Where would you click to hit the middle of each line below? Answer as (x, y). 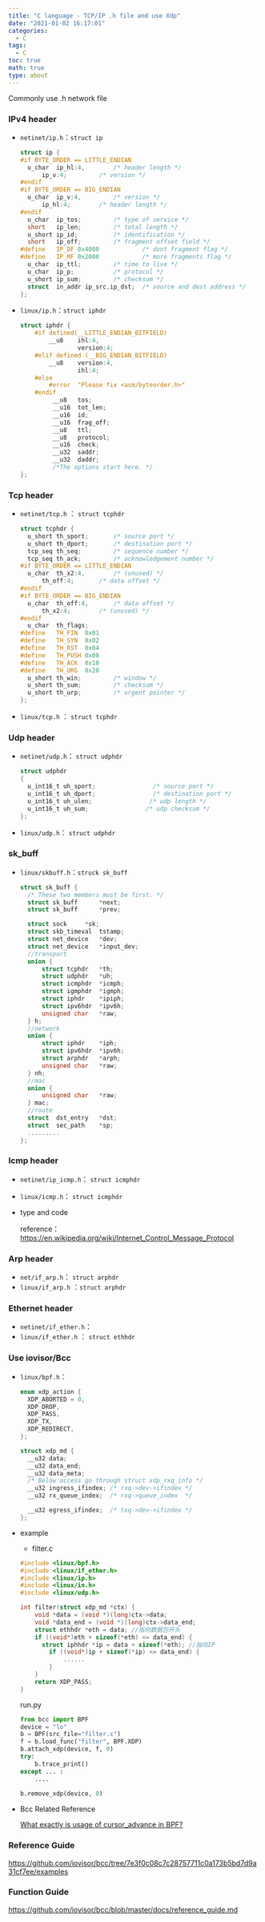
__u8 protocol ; (81, 438)
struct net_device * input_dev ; (83, 947)
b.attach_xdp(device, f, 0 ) (66, 1749)
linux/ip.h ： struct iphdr (63, 310)
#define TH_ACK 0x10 (60, 663)
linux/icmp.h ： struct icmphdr (71, 1196)
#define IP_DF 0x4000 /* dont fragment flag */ (124, 249)
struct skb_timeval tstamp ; (76, 932)
